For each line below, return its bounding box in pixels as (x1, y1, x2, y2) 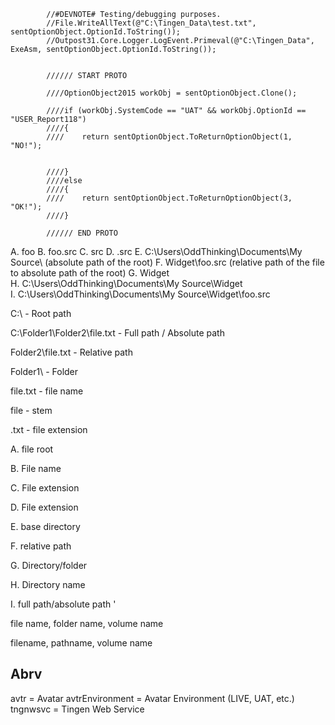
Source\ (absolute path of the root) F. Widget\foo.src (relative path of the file (10, 256, 325, 268)
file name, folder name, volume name (10, 618, 164, 629)
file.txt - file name (10, 385, 84, 397)
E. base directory (10, 521, 81, 532)
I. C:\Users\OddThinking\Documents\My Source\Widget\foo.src (10, 288, 271, 300)
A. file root (10, 443, 54, 455)
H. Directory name (10, 579, 86, 590)
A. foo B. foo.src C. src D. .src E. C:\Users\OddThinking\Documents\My (10, 246, 303, 257)
